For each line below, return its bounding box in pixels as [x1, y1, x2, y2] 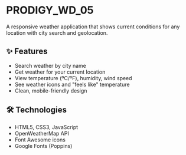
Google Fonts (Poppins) [14, 142, 73, 149]
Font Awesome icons [14, 136, 66, 143]
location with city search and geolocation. [6, 29, 108, 36]
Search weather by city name [14, 62, 87, 69]
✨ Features [6, 47, 48, 57]
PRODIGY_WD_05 [6, 4, 94, 17]
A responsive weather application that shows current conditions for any [6, 23, 180, 30]
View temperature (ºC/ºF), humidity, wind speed [14, 74, 132, 81]
